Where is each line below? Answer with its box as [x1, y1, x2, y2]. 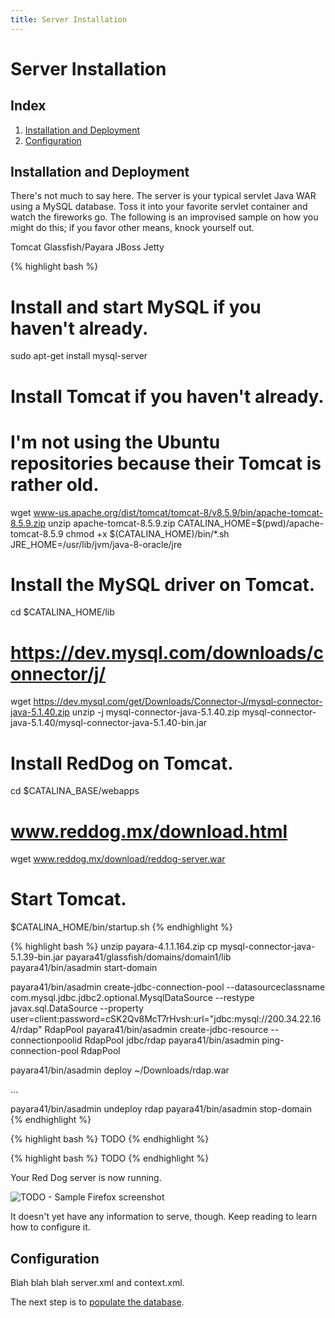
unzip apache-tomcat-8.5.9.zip [48, 517, 176, 529]
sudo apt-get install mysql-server [10, 350, 148, 362]
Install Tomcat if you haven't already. [10, 385, 325, 408]
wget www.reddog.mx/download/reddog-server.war [10, 853, 226, 865]
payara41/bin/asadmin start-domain [10, 962, 158, 974]
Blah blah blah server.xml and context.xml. [10, 1277, 185, 1288]
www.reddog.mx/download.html [10, 820, 288, 843]
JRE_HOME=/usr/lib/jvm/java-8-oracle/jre [10, 538, 183, 550]
